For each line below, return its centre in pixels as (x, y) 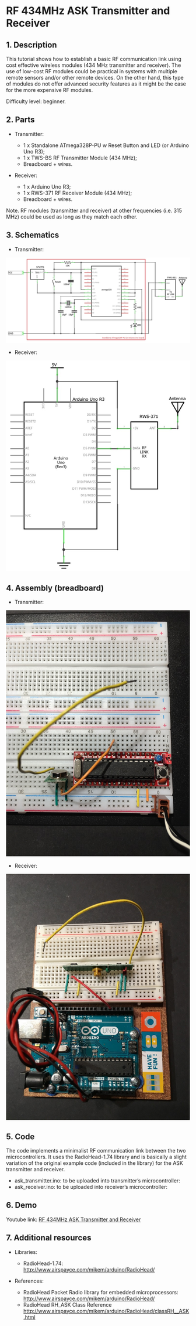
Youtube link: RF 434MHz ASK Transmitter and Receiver (73, 1219)
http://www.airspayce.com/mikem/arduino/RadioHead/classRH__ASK (106, 1311)
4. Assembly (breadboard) (55, 588)
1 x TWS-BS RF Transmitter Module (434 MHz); (80, 158)
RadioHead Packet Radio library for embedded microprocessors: (101, 1292)
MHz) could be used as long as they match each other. (72, 217)
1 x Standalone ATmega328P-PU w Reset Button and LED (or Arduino (106, 145)
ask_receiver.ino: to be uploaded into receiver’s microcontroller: (91, 1187)
